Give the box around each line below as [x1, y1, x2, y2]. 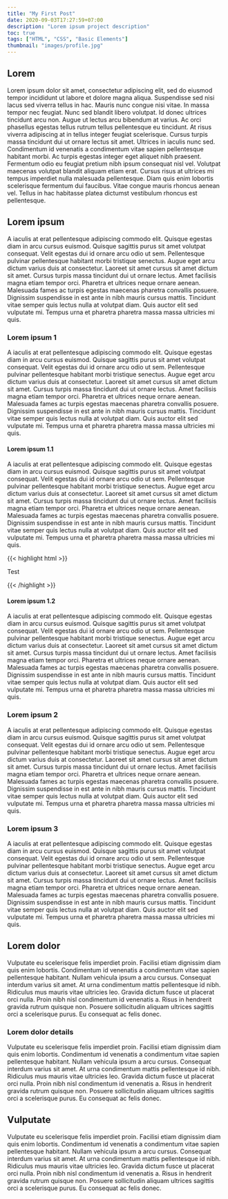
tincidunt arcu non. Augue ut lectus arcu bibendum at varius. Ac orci [7, 115, 202, 124]
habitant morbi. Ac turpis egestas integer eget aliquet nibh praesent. [7, 152, 202, 160]
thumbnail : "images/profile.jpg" [7, 42, 104, 49]
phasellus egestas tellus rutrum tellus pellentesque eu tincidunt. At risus [7, 122, 212, 131]
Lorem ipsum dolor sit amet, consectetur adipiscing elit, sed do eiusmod [7, 86, 213, 94]
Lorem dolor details [7, 1027, 74, 1037]
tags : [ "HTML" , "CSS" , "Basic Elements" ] [7, 36, 129, 43]
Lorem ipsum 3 [7, 823, 59, 833]
